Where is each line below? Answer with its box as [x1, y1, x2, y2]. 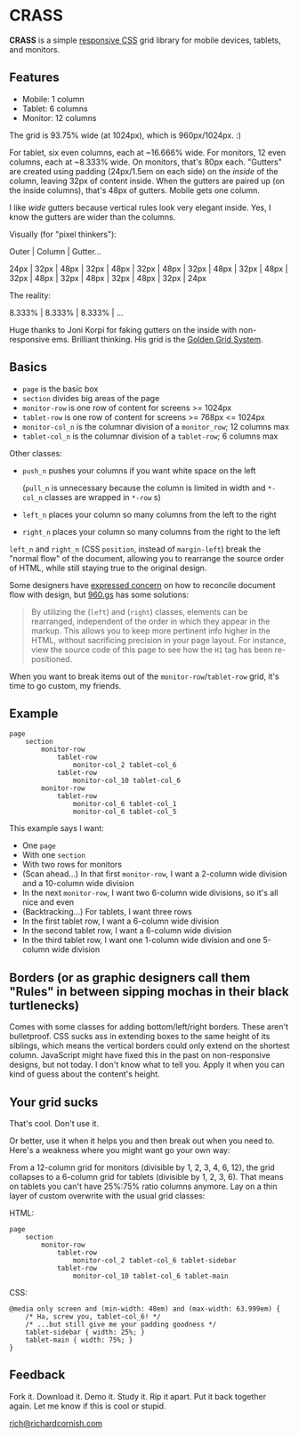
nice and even [21, 897, 75, 908]
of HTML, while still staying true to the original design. [9, 562, 207, 573]
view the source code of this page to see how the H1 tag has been [30, 644, 273, 655]
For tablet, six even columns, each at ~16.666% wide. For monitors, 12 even [9, 147, 287, 157]
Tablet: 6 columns [21, 103, 88, 114]
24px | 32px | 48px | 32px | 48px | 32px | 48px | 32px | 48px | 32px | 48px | [9, 263, 288, 274]
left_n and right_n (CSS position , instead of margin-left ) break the [9, 544, 262, 554]
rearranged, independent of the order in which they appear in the [30, 616, 271, 626]
